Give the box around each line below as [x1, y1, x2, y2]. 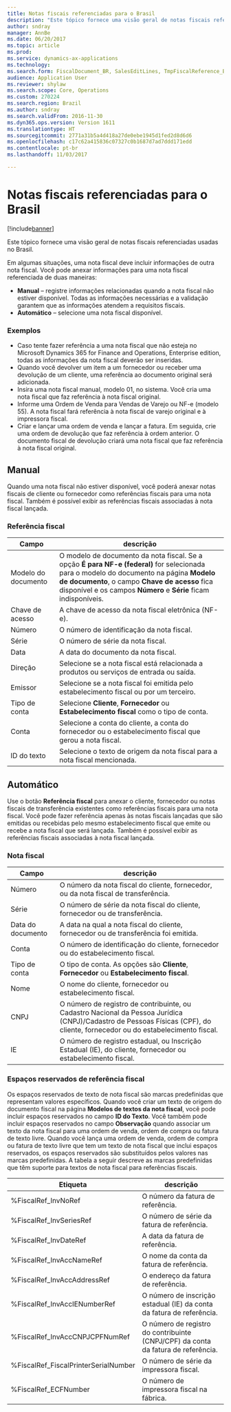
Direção [10, 663, 36, 673]
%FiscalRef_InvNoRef [10, 1195, 81, 1205]
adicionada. [16, 378, 51, 386]
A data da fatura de [142, 1231, 204, 1240]
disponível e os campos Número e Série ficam [59, 586, 210, 595]
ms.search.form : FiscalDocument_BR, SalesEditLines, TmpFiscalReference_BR [7, 68, 229, 74]
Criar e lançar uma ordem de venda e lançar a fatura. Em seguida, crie [16, 422, 217, 430]
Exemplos [7, 326, 41, 335]
